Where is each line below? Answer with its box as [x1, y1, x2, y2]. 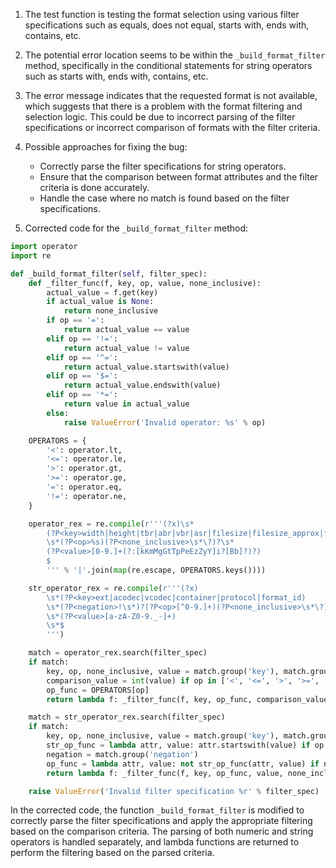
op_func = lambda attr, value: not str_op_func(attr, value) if [46, 759, 320, 769]
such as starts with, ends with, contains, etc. [24, 70, 209, 82]
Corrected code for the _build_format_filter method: [24, 222, 249, 234]
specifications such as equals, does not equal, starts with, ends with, [24, 19, 310, 31]
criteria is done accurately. [39, 182, 150, 193]
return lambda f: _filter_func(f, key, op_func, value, [46, 768, 284, 778]
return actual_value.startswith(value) [63, 362, 230, 372]
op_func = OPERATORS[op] [46, 685, 150, 695]
